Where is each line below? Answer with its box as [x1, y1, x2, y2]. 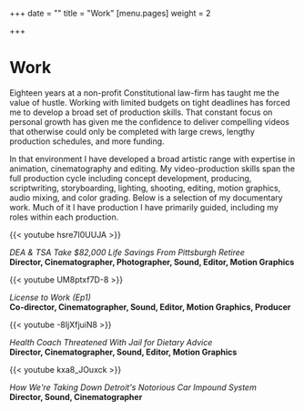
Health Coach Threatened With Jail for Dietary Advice [9, 336, 213, 347]
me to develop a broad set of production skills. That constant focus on [9, 107, 273, 118]
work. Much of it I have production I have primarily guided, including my [9, 201, 279, 212]
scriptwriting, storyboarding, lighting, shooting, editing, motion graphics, [9, 182, 281, 193]
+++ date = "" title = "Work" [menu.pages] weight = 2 [9, 8, 211, 18]
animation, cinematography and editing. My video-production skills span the [9, 163, 296, 174]
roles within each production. [9, 211, 119, 222]
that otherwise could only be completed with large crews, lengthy [9, 126, 255, 137]
